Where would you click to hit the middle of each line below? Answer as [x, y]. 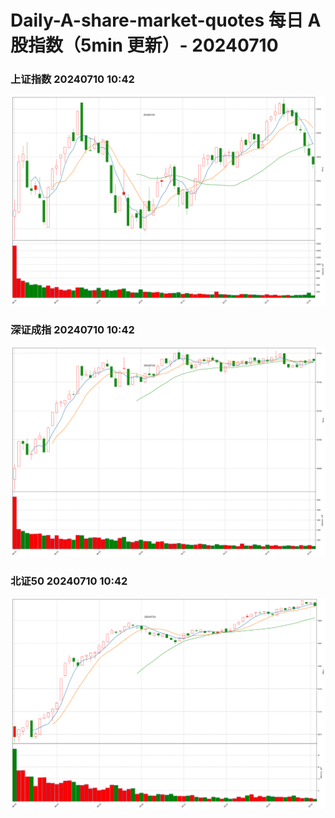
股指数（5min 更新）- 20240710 [144, 45]
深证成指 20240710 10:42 [72, 330]
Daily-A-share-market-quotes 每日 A [166, 20]
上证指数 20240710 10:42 [72, 79]
